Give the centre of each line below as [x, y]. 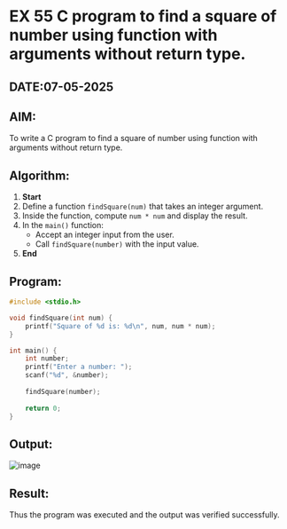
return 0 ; [43, 408]
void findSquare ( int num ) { [61, 318]
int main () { [33, 351]
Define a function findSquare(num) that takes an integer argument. [143, 207]
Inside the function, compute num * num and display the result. [135, 216]
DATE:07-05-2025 [61, 87]
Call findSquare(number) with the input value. [117, 244]
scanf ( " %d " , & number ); [67, 375]
